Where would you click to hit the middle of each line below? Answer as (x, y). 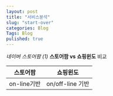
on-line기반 (25, 84)
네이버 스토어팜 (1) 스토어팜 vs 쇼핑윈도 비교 (56, 56)
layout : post (22, 11)
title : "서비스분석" (28, 17)
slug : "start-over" (30, 22)
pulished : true (25, 39)
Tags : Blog (19, 34)
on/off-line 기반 (68, 84)
